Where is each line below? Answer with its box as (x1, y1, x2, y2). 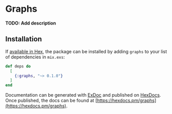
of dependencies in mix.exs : (5, 54, 65, 60)
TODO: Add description (5, 20, 56, 26)
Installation (5, 35, 42, 43)
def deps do (5, 63, 31, 69)
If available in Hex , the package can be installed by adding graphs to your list (5, 48, 167, 54)
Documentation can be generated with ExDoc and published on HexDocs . (5, 92, 161, 98)
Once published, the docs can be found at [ (5, 98, 98, 104)
